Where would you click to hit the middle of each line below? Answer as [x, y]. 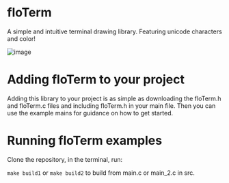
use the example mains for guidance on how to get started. [90, 113]
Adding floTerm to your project [96, 80]
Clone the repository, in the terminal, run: [65, 159]
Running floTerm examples [85, 141]
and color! [22, 38]
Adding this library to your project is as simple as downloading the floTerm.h [114, 98]
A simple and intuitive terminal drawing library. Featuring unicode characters [114, 31]
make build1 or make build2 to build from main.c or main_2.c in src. [101, 173]
